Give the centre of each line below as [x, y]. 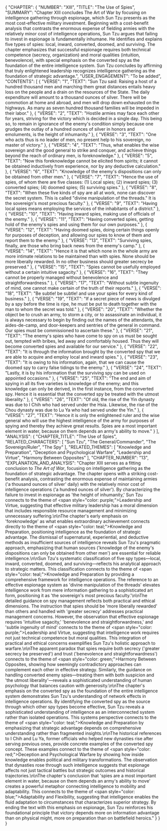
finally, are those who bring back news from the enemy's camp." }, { [75, 246]
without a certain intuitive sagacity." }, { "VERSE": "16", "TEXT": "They [77, 272]
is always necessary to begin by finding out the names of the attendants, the [84, 320]
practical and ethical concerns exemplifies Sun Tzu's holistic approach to [80, 643]
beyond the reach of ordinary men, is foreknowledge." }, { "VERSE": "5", [79, 156]
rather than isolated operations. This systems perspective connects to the [81, 717]
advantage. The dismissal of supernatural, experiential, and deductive [77, 537]
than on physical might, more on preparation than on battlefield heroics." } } [83, 818]
